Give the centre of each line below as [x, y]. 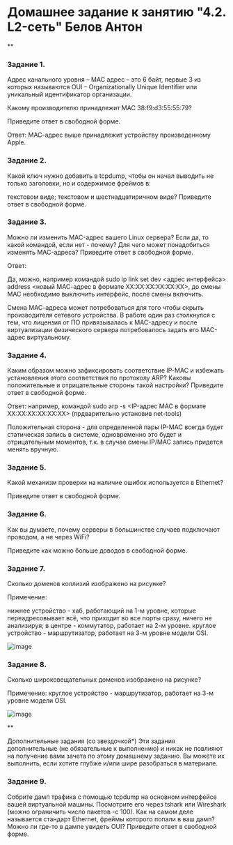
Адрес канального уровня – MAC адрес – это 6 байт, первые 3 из [104, 80]
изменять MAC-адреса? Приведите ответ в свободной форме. [100, 252]
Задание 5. [27, 468]
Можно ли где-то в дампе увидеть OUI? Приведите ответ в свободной [112, 826]
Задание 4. [27, 355]
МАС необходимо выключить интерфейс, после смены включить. [105, 294]
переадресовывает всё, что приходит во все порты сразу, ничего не [110, 618]
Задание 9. [27, 782]
